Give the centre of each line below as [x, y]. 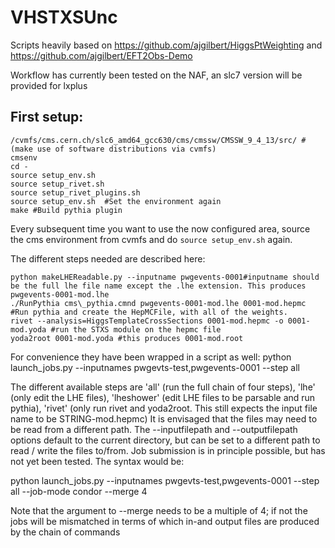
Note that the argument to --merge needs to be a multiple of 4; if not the [159, 510]
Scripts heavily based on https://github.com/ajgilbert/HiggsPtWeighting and [166, 45]
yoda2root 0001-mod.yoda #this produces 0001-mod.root [127, 338]
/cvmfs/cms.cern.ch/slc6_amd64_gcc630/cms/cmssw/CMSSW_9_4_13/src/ [154, 140]
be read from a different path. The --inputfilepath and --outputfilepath [154, 429]
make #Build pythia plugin [66, 210]
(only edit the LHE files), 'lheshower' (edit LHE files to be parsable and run [163, 397]
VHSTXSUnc [64, 17]
